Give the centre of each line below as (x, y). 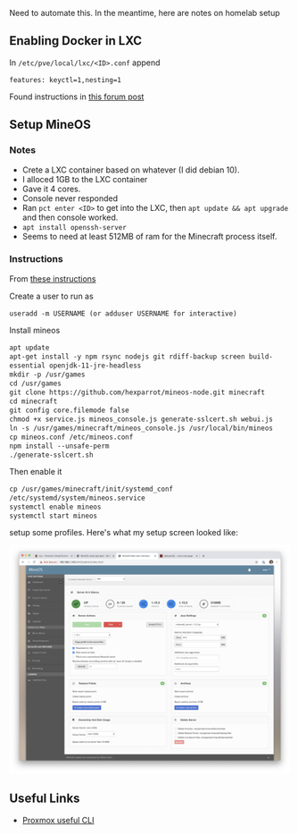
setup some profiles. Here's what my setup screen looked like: (124, 532)
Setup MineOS (50, 125)
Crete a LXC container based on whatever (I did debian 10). (131, 170)
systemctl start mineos (54, 516)
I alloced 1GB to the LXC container (85, 179)
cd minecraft (33, 401)
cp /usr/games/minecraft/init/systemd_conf (91, 489)
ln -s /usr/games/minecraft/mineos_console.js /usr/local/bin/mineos (141, 428)
